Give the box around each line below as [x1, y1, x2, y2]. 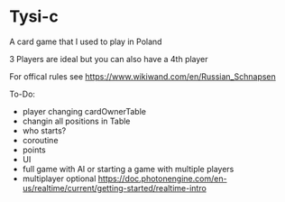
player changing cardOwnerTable [22, 106, 147, 116]
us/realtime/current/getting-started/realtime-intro [22, 182, 207, 193]
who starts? [22, 124, 67, 136]
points [22, 144, 47, 155]
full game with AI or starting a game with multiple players [22, 163, 234, 174]
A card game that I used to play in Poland [9, 36, 162, 47]
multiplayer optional [22, 173, 97, 184]
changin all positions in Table [22, 115, 131, 126]
